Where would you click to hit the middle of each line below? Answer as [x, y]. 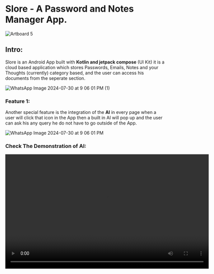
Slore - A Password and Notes [70, 9]
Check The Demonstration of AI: [46, 146]
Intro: [14, 50]
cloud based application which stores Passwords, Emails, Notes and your [82, 67]
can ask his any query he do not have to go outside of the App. [71, 123]
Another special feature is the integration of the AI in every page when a [81, 112]
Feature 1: [18, 101]
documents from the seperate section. [45, 78]
